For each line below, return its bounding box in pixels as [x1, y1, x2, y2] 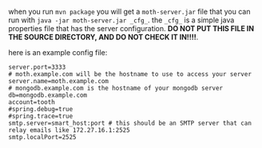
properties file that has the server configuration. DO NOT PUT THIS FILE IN [8, 24, 254, 33]
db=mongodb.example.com [8, 91, 88, 99]
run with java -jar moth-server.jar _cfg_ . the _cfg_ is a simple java [8, 15, 235, 25]
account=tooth [8, 98, 56, 106]
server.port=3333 [8, 63, 66, 71]
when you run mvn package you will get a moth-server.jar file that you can [8, 7, 251, 16]
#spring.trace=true [8, 112, 73, 120]
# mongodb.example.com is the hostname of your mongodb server [8, 84, 224, 92]
